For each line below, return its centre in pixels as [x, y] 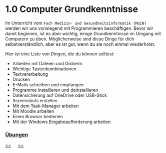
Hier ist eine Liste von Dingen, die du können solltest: [60, 54]
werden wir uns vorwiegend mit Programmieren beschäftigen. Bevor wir [79, 28]
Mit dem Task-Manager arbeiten [45, 106]
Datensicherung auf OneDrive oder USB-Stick [60, 95]
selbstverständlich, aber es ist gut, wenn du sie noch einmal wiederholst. [80, 44]
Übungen [17, 135]
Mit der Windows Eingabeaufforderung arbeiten [61, 122]
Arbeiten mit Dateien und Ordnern [47, 63]
